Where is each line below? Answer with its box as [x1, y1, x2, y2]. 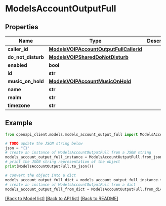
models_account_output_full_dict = [5, 177, 79, 182]
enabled [7, 62, 27, 68]
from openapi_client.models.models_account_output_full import [5, 132, 138, 137]
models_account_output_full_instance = [5, 154, 87, 160]
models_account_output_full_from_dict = [5, 187, 90, 192]
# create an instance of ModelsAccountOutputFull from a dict [5, 182, 136, 187]
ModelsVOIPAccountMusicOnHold [48, 78, 131, 85]
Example [5, 119, 33, 127]
